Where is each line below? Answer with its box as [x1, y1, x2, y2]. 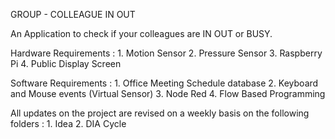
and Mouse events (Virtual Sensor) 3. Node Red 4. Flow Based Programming [10, 88, 326, 99]
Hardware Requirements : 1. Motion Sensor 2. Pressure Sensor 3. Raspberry [10, 47, 323, 59]
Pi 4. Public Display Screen [10, 58, 122, 69]
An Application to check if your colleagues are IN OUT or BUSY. [10, 28, 273, 39]
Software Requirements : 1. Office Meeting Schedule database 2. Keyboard [10, 77, 319, 89]
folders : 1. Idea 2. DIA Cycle [10, 118, 127, 129]
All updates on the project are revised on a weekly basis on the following [10, 107, 310, 119]
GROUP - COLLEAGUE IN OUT [10, 9, 136, 20]
